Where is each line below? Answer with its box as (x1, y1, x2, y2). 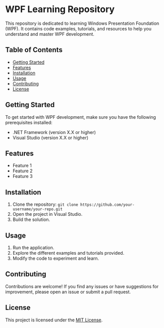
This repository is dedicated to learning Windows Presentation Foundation (5, 20, 159, 26)
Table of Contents (5, 45, 63, 54)
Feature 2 (12, 168, 33, 174)
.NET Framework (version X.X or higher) (12, 129, 96, 135)
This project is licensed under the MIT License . (5, 317, 103, 323)
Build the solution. (12, 216, 50, 223)
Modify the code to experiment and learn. (12, 255, 99, 261)
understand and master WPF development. (5, 31, 95, 37)
